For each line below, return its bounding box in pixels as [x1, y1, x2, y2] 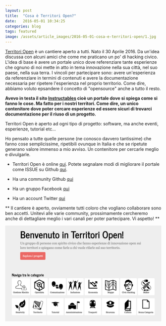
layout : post [5, 8, 32, 13]
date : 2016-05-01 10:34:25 [5, 18, 65, 23]
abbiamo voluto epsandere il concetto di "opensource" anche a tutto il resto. [5, 86, 161, 92]
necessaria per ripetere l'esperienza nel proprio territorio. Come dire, [5, 80, 146, 86]
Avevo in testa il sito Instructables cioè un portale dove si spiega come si [5, 95, 158, 101]
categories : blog [5, 24, 41, 29]
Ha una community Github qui [12, 176, 73, 182]
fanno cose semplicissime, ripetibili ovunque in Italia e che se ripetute [5, 141, 147, 147]
